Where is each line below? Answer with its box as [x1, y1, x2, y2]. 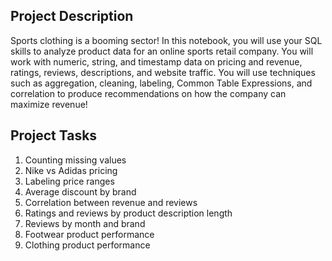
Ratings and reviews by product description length [24, 207, 233, 219]
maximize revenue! [10, 98, 88, 110]
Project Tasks [10, 127, 98, 144]
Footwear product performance [24, 228, 155, 240]
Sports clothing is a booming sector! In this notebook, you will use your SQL [10, 34, 323, 46]
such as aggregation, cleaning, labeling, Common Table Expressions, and [10, 77, 313, 89]
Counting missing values [24, 154, 127, 166]
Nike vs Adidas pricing [24, 164, 118, 176]
